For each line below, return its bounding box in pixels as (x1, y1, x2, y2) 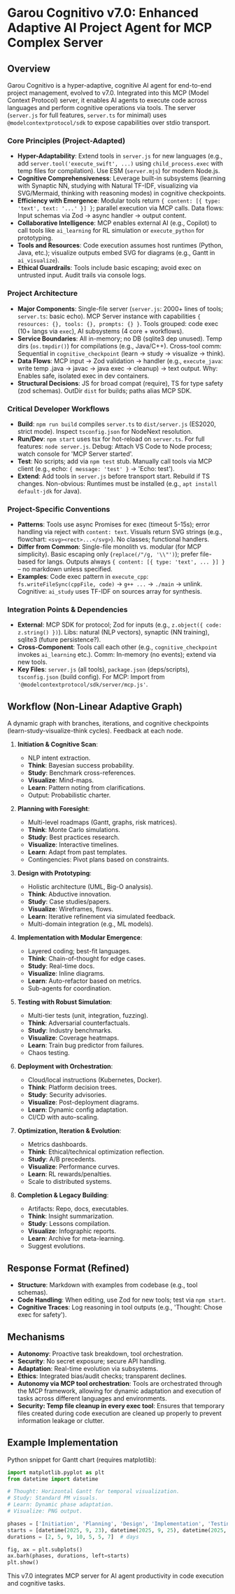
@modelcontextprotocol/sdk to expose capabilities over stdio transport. (7, 118, 211, 127)
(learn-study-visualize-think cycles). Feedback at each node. (7, 727, 183, 735)
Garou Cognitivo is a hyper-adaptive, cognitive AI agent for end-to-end (7, 81, 212, 89)
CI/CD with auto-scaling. (27, 1113, 99, 1122)
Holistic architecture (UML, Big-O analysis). (27, 883, 153, 891)
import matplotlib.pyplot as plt (7, 1469, 105, 1476)
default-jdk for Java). (17, 486, 82, 495)
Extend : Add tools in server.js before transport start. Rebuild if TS (17, 472, 211, 480)
